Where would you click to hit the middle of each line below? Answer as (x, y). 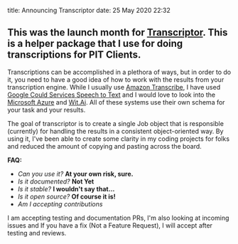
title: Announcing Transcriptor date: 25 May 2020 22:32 (89, 10)
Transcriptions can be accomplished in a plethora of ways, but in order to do (119, 72)
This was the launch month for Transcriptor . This (118, 32)
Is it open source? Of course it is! (66, 196)
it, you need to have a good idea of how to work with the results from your (116, 79)
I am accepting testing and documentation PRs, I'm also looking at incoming (118, 218)
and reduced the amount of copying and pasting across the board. (105, 146)
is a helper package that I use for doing (95, 44)
